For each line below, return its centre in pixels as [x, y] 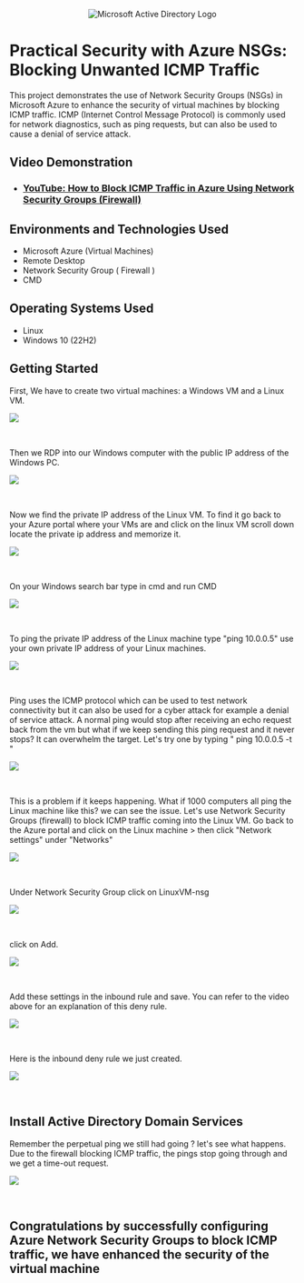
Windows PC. [35, 462]
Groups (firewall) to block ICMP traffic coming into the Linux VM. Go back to [152, 820]
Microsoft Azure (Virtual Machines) [88, 251]
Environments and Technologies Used [119, 229]
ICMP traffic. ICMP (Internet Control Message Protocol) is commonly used [147, 115]
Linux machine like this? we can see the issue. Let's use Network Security [147, 810]
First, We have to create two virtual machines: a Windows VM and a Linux [147, 390]
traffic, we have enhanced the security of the [139, 1254]
